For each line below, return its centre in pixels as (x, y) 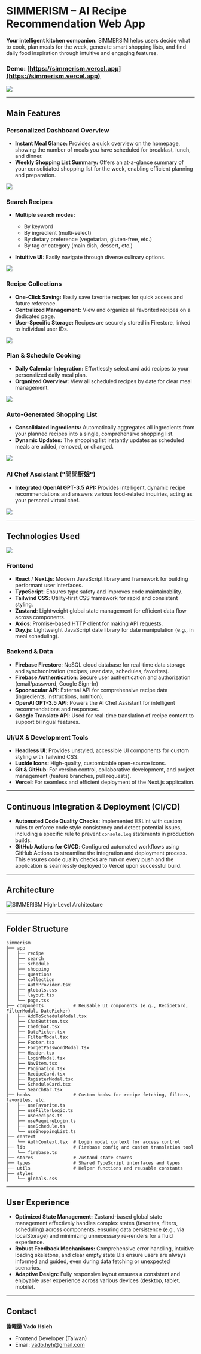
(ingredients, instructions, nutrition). (59, 696)
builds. (23, 840)
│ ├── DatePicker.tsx (36, 1032)
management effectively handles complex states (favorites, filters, (96, 1223)
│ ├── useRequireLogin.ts (41, 1121)
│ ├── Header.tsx (31, 1053)
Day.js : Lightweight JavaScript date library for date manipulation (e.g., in (104, 629)
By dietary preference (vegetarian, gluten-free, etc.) (88, 239)
